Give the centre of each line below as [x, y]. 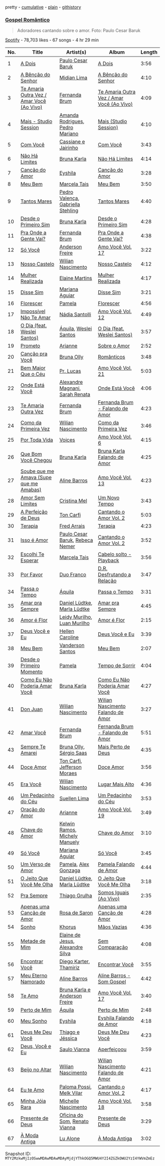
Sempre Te [33, 747]
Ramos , [68, 830]
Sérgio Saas [73, 753]
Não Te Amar [36, 318]
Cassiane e [72, 142]
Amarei [29, 753]
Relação [107, 581]
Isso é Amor [34, 540]
